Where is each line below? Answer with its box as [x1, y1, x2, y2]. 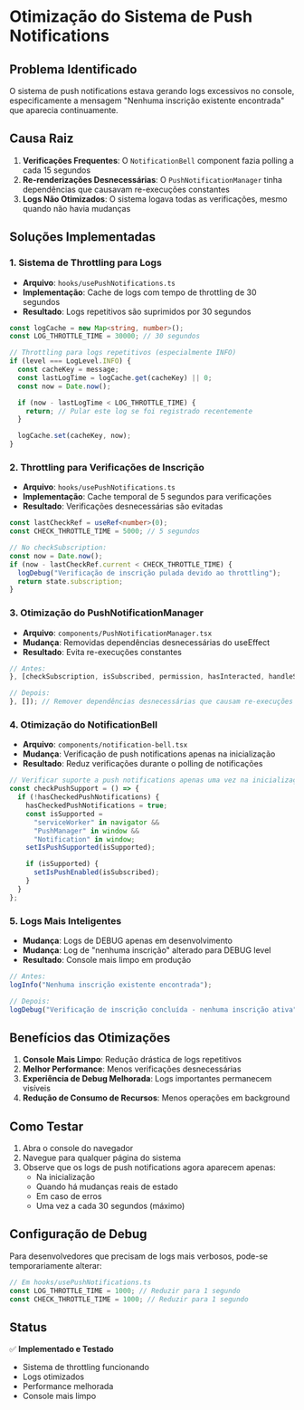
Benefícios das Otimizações [9, 1030, 171, 1045]
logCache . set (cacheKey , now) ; [17, 432, 131, 441]
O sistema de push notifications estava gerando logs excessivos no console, [9, 86, 295, 96]
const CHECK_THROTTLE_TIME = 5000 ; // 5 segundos [9, 527, 201, 536]
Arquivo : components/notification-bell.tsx [22, 739, 188, 750]
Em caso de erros [35, 1191, 102, 1202]
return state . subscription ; [17, 576, 124, 586]
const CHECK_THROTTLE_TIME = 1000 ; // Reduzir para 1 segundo [9, 1294, 249, 1304]
